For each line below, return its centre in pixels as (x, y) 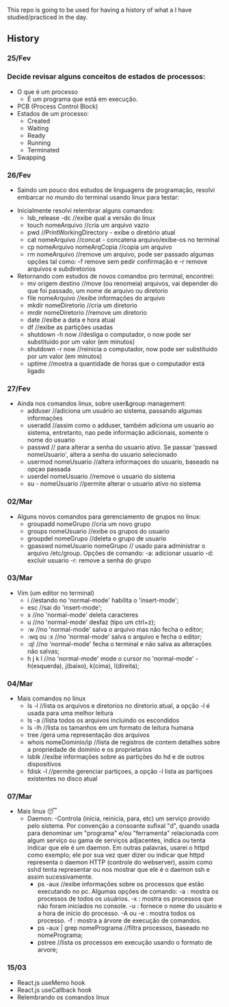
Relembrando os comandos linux (63, 997)
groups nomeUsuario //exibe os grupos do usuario (98, 531)
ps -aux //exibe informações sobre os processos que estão (121, 884)
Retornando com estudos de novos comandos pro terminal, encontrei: (116, 276)
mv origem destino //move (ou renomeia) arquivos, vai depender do (122, 283)
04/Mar (20, 683)
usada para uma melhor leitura (70, 713)
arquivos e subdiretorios (61, 269)
